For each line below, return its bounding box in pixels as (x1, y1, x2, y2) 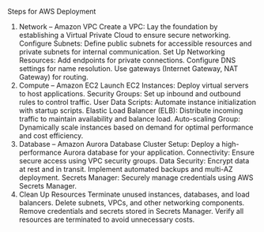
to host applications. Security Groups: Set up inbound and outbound (18, 89, 242, 98)
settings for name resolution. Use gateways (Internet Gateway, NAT (18, 64, 239, 73)
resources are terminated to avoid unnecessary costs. (18, 215, 195, 224)
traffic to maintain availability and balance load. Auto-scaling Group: (18, 114, 240, 123)
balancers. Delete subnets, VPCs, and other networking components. (18, 198, 245, 208)
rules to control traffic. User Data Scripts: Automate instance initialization (18, 98, 256, 107)
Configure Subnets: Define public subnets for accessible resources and (18, 39, 252, 48)
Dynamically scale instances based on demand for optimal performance (18, 122, 254, 132)
